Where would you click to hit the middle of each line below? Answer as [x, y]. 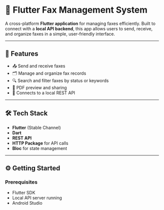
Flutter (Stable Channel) [36, 127]
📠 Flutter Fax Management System [76, 10]
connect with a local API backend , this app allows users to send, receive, [79, 28]
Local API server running [37, 198]
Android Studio [27, 203]
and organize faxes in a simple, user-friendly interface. [60, 34]
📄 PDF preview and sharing [40, 87]
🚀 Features [22, 54]
